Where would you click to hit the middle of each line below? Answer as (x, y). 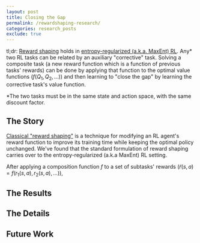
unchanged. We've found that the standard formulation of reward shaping (97, 148)
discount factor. (26, 102)
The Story (25, 121)
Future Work (30, 234)
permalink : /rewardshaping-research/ (53, 23)
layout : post (23, 12)
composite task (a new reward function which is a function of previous (93, 64)
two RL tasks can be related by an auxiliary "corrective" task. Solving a (94, 58)
